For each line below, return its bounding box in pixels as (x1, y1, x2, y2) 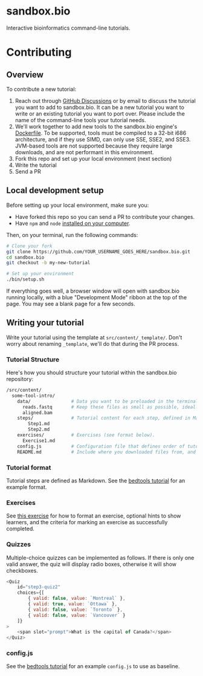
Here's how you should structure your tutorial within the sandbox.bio (6, 369, 177, 376)
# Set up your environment (6, 271, 74, 277)
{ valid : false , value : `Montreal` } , (28, 596, 126, 602)
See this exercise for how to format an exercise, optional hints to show (6, 512, 181, 519)
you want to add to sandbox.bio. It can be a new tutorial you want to (14, 103, 184, 111)
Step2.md (28, 426, 50, 433)
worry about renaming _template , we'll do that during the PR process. (6, 340, 179, 347)
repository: (6, 375, 34, 383)
